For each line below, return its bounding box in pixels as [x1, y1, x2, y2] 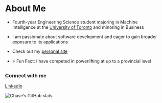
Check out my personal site [12, 48, 68, 54]
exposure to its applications [12, 39, 68, 44]
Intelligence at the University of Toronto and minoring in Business [12, 24, 144, 30]
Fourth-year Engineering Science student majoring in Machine [12, 19, 138, 25]
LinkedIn [5, 83, 23, 89]
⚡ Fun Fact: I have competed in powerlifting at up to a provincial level [12, 58, 151, 64]
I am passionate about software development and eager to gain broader [12, 34, 158, 40]
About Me [5, 3, 46, 14]
